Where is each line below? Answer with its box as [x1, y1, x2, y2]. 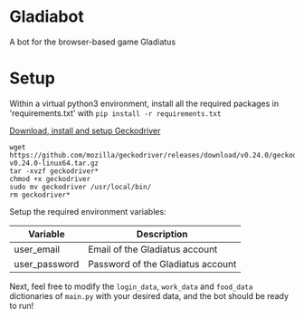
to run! [9, 300, 34, 311]
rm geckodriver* [9, 190, 71, 199]
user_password [14, 257, 80, 270]
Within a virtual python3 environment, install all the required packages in [9, 98, 279, 109]
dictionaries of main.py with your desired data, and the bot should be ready [9, 290, 290, 301]
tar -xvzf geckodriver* [9, 166, 100, 176]
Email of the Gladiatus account [87, 243, 218, 255]
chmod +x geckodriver [9, 174, 91, 183]
